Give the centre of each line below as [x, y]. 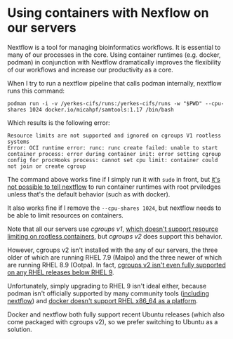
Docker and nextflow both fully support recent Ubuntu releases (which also [116, 314]
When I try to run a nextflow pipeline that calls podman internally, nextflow [115, 83]
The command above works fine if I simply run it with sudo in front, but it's [114, 179]
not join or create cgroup [47, 166]
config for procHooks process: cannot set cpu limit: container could [113, 160]
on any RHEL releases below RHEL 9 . [61, 272]
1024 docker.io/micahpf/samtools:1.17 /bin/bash [101, 109]
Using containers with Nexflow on [108, 13]
